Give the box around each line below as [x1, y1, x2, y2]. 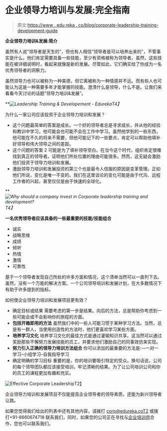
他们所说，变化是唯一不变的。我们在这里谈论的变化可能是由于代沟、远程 [12, 172, 161, 178]
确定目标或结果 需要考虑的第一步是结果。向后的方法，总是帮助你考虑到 [12, 307, 158, 313]
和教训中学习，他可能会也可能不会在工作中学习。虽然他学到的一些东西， [12, 128, 161, 134]
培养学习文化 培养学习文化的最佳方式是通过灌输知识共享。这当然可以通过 [12, 332, 162, 338]
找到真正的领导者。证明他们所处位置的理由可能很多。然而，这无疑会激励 [12, 153, 161, 159]
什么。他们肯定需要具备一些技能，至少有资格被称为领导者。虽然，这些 [13, 54, 158, 60]
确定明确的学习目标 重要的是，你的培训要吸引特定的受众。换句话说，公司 [12, 357, 162, 363]
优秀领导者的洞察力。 [5, 67, 49, 73]
